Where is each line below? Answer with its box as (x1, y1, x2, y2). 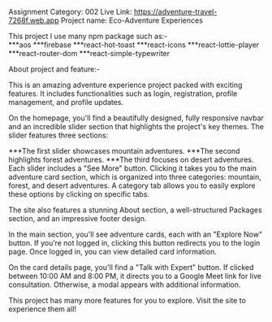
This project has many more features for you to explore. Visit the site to (8, 296, 246, 305)
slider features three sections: (8, 130, 109, 140)
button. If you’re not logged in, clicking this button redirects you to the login (8, 238, 261, 247)
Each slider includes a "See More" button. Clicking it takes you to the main (8, 163, 257, 173)
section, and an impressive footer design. (8, 214, 147, 223)
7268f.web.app (8, 15, 59, 25)
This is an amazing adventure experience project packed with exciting (8, 80, 243, 89)
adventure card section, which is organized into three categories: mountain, (8, 172, 261, 181)
